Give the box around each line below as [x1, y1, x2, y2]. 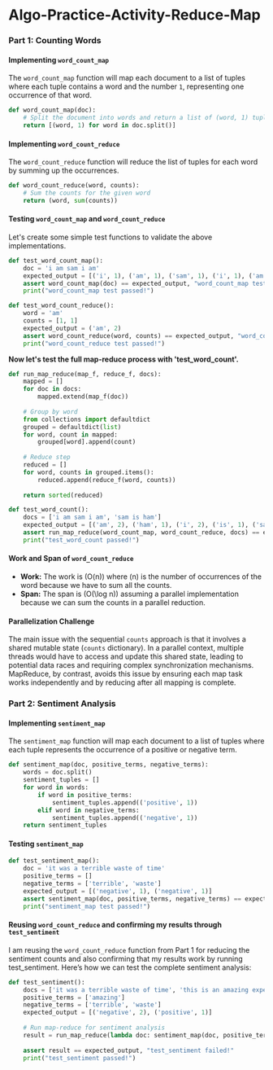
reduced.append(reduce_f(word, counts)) [37, 476, 176, 484]
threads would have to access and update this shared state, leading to [8, 651, 244, 661]
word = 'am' [23, 309, 63, 318]
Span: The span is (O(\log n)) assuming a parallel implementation [19, 589, 240, 599]
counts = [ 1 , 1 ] [23, 317, 79, 325]
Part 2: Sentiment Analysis [8, 698, 116, 709]
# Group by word [23, 407, 79, 416]
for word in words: [23, 783, 89, 792]
